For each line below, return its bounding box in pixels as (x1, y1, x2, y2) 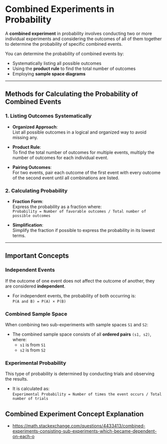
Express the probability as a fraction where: (12, 204, 102, 210)
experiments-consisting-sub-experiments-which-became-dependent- (12, 428, 157, 434)
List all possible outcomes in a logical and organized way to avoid (12, 129, 147, 135)
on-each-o (12, 434, 35, 440)
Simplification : (12, 222, 44, 228)
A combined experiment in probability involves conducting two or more (5, 30, 153, 36)
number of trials (12, 396, 49, 401)
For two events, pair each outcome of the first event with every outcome (12, 169, 161, 175)
